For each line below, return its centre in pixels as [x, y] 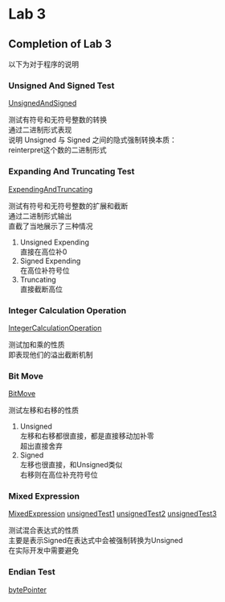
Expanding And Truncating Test [72, 172]
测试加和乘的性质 [37, 345]
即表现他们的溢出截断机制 [51, 354]
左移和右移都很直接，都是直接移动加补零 [87, 436]
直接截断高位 [41, 289]
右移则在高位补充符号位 [59, 475]
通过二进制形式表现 [40, 130]
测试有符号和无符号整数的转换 [57, 120]
